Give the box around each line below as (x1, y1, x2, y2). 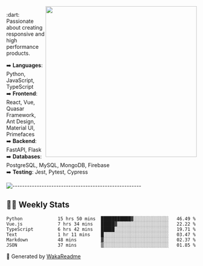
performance (6, 43, 39, 50)
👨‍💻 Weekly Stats (6, 200, 70, 210)
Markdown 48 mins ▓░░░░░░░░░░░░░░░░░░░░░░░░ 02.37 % (6, 236, 196, 243)
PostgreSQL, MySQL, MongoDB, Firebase (6, 162, 110, 168)
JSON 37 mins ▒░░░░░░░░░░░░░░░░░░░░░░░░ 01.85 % (6, 242, 196, 248)
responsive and (6, 30, 45, 37)
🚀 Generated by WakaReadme (6, 253, 81, 260)
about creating (6, 24, 43, 31)
